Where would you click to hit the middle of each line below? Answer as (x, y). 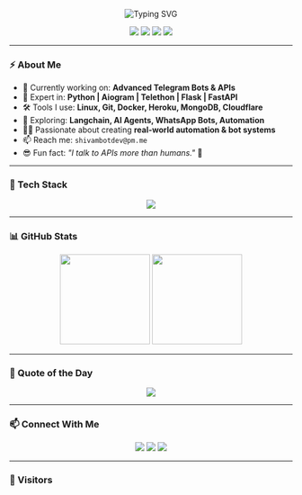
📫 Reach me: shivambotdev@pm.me (85, 140)
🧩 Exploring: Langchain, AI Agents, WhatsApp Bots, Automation (143, 121)
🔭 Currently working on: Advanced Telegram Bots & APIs (129, 88)
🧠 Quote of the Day (51, 373)
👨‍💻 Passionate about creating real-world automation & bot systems (149, 130)
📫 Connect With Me (54, 425)
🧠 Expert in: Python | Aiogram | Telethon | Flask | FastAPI (130, 97)
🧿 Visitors (31, 480)
